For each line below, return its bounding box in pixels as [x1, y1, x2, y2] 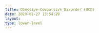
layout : [5, 16, 21, 21]
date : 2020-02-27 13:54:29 [5, 12, 60, 16]
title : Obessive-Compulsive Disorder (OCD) [5, 7, 95, 12]
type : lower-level [5, 20, 42, 26]
